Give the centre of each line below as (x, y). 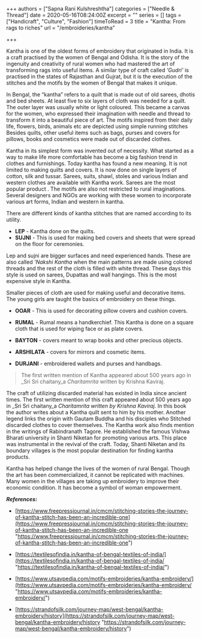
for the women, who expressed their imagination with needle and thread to (98, 114)
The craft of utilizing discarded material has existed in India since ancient (97, 393)
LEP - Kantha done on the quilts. (55, 231)
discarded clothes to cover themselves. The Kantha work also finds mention (100, 425)
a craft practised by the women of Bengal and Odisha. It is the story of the (98, 57)
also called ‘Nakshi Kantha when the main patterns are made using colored (99, 262)
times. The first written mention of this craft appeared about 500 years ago (99, 399)
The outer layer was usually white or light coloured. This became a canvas (98, 107)
